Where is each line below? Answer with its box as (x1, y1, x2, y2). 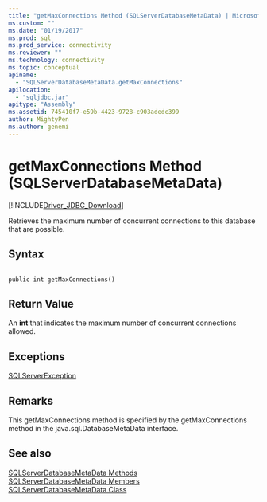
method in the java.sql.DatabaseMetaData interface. (8, 423, 179, 433)
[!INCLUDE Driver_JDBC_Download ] (8, 200, 125, 210)
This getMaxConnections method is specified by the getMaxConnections (8, 415, 248, 425)
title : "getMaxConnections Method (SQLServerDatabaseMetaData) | (8, 11, 229, 20)
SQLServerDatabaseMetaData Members (8, 476, 141, 486)
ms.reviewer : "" (8, 49, 62, 57)
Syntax (8, 248, 44, 261)
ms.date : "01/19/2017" (8, 26, 83, 34)
